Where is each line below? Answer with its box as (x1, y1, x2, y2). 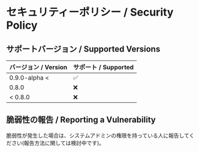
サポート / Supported (73, 63, 134, 71)
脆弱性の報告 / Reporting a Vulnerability (6, 115, 156, 125)
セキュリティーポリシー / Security (6, 5, 174, 19)
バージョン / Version (9, 63, 68, 71)
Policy (6, 19, 38, 32)
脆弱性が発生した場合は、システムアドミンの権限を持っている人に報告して (6, 132, 190, 139)
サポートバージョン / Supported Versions (6, 44, 161, 54)
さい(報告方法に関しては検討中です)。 (11, 139, 105, 147)
